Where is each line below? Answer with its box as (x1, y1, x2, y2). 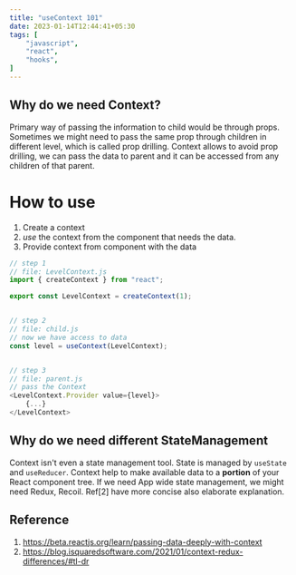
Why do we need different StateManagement (9, 433, 269, 449)
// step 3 (9, 365, 47, 375)
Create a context (22, 221, 86, 232)
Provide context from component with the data (22, 241, 197, 252)
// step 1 (9, 258, 47, 268)
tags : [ (9, 30, 39, 39)
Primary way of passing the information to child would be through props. (9, 122, 281, 132)
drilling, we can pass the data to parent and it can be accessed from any (9, 151, 279, 161)
